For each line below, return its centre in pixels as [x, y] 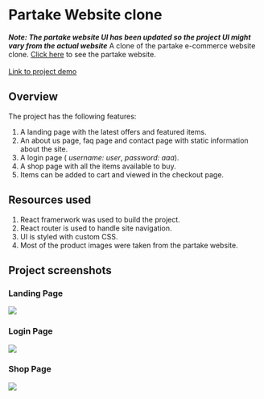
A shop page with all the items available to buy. [98, 166]
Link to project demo [43, 71]
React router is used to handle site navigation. [96, 228]
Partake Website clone [85, 15]
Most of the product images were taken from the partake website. [129, 245]
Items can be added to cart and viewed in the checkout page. [122, 174]
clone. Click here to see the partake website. [82, 54]
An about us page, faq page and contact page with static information [134, 140]
